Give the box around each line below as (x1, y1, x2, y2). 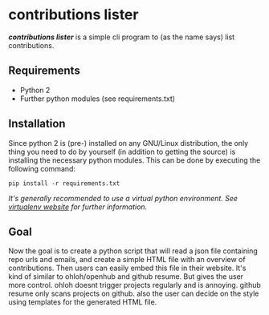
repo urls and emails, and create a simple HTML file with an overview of (8, 255, 247, 265)
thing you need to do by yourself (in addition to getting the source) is (8, 147, 236, 156)
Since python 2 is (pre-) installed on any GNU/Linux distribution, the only (8, 138, 249, 147)
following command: (8, 164, 76, 173)
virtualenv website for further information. (8, 202, 148, 212)
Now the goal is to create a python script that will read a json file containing (8, 246, 259, 256)
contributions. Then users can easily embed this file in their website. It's (8, 263, 247, 273)
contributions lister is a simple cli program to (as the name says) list (8, 32, 235, 42)
